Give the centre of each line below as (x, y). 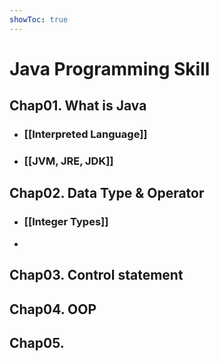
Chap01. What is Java (78, 106)
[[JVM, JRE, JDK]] (68, 161)
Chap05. (37, 342)
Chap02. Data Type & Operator (107, 193)
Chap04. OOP (53, 309)
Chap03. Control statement (96, 275)
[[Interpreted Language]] (85, 134)
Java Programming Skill (110, 68)
